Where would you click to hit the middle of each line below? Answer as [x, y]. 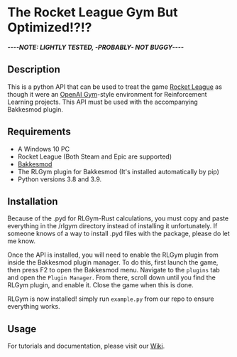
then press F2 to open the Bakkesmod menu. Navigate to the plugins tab [114, 270]
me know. [21, 241]
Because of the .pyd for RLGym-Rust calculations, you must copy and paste [118, 218]
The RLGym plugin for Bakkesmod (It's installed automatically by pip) [118, 171]
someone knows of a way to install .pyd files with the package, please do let [119, 234]
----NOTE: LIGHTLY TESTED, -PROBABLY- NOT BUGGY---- [96, 47]
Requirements [39, 132]
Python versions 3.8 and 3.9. [59, 179]
